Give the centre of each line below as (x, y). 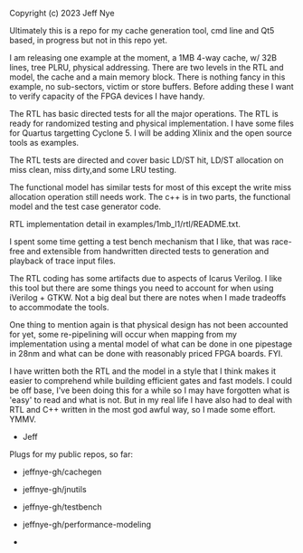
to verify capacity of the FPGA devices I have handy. (107, 96)
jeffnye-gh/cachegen (62, 472)
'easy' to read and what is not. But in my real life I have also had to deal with (151, 400)
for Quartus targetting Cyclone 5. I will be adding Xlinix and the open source (151, 133)
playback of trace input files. (62, 261)
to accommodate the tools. (59, 307)
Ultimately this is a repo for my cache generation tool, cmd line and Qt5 (142, 30)
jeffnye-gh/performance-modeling (87, 524)
